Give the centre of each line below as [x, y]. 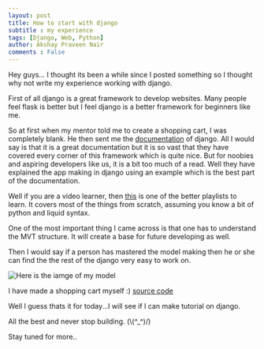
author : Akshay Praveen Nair [56, 45]
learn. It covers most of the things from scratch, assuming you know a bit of [131, 205]
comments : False [37, 52]
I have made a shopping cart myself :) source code [91, 291]
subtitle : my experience [50, 30]
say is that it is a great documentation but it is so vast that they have [119, 147]
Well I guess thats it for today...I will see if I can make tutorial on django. [124, 306]
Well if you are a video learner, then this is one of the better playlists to [123, 196]
